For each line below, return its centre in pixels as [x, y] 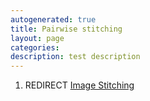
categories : [35, 47]
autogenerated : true [53, 19]
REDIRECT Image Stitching [79, 85]
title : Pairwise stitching [66, 29]
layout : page [37, 38]
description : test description [75, 57]
